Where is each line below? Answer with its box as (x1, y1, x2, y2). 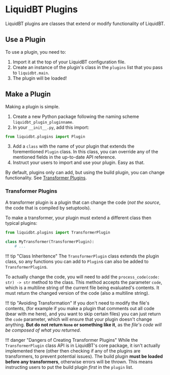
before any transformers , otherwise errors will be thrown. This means (5, 359, 153, 365)
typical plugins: (5, 220, 37, 226)
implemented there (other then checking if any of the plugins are (5, 348, 141, 354)
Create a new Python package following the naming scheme (12, 113, 139, 120)
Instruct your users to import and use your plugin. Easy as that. (12, 159, 145, 166)
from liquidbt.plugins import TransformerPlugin (5, 230, 110, 235)
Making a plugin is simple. (5, 103, 60, 109)
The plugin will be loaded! (12, 75, 67, 81)
